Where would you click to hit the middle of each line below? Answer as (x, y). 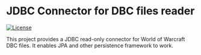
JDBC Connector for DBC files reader (100, 11)
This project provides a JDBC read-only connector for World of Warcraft (96, 39)
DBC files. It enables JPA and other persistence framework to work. (90, 45)
